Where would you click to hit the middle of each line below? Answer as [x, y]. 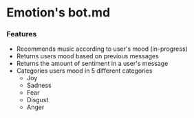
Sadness [39, 85]
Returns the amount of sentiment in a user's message [92, 64]
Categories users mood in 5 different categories [84, 71]
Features [22, 34]
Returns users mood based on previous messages [87, 56]
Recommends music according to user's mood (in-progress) [102, 49]
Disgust [37, 100]
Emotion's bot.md [58, 13]
